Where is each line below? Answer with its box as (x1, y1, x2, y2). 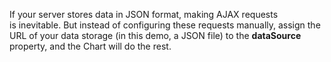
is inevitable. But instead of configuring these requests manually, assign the (9, 19, 321, 31)
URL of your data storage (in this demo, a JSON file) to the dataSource (9, 30, 302, 41)
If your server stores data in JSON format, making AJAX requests (9, 9, 279, 20)
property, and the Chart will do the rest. (9, 40, 172, 52)
